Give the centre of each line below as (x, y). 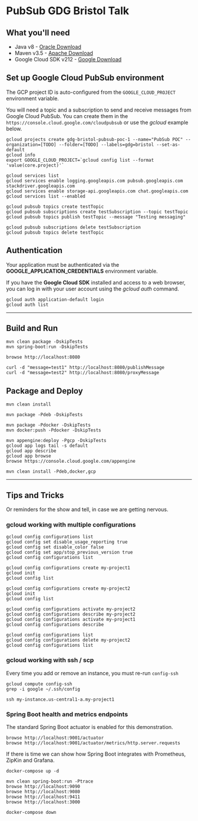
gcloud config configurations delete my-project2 (68, 640)
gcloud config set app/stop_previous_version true (70, 552)
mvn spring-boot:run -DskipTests (47, 347)
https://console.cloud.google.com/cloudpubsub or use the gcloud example (97, 122)
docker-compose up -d (33, 771)
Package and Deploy (45, 391)
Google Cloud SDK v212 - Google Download (68, 59)
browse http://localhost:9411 (43, 797)
